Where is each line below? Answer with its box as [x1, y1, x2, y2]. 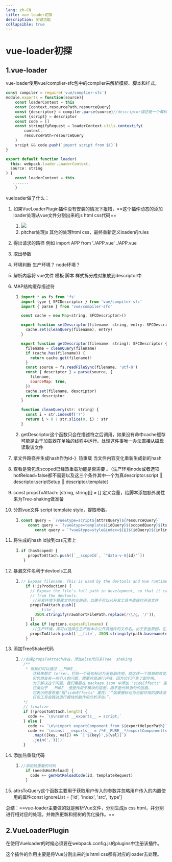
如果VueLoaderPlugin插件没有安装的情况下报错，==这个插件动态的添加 [13, 205, 163, 212]
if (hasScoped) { [20, 548, 58, 554]
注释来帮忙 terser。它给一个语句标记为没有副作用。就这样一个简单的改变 [32, 671, 166, 676]
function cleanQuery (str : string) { [20, 407, 99, 413]
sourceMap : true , [30, 379, 67, 384]
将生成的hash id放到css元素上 [13, 537, 77, 543]
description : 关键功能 [6, 17, 51, 22]
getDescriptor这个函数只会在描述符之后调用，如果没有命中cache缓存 [20, 431, 166, 437]
